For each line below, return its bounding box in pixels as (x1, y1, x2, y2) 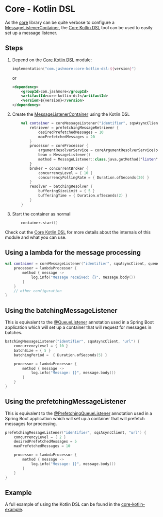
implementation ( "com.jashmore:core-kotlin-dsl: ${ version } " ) (12, 66, 136, 71)
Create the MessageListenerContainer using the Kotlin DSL (12, 111, 130, 117)
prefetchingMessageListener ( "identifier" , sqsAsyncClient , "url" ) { (5, 430, 147, 435)
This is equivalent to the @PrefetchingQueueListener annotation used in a (5, 410, 152, 416)
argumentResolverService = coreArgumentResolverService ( (38, 148, 156, 153)
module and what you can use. (5, 234, 67, 240)
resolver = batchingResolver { (30, 184, 93, 189)
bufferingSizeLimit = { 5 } (38, 189, 95, 194)
